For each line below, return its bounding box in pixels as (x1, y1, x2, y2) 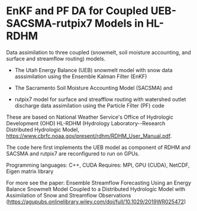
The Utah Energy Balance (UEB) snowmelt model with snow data (14, 66, 173, 73)
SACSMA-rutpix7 (6, 17, 93, 30)
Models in (94, 17, 144, 30)
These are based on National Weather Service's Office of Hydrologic (6, 113, 173, 121)
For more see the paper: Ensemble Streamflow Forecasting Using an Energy (6, 179, 191, 186)
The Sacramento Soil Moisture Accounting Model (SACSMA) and (14, 84, 173, 91)
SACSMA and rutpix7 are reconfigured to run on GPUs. (6, 150, 140, 157)
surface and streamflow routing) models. (6, 55, 106, 62)
